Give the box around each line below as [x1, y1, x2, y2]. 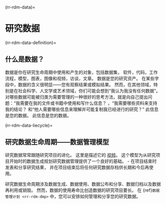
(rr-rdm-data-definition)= [5, 40, 57, 45]
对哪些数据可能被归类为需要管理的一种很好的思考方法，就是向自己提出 [5, 94, 148, 100]
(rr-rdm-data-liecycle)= [5, 122, 53, 128]
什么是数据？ [5, 55, 44, 64]
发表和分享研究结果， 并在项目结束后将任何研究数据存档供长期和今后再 [5, 164, 149, 170]
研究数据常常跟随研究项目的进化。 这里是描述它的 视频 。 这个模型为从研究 [5, 152, 156, 158]
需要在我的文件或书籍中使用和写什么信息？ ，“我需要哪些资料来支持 [20, 100, 158, 106]
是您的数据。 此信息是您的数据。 [5, 112, 72, 118]
